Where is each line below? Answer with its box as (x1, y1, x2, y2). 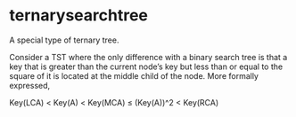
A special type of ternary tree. (9, 35, 119, 45)
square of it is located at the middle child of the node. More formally (9, 70, 259, 81)
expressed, (9, 80, 51, 90)
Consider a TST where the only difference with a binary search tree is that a (9, 51, 288, 62)
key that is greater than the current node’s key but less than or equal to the (9, 61, 284, 72)
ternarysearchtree (9, 5, 149, 26)
